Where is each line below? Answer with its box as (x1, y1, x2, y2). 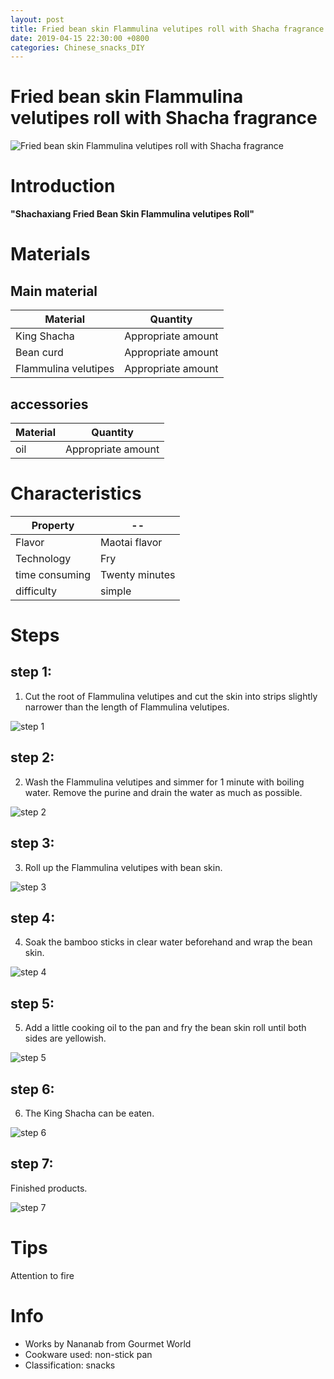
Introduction (10, 175, 116, 198)
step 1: (10, 664, 53, 681)
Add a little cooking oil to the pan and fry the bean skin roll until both (24, 1022, 307, 1034)
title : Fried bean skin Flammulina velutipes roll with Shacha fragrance (10, 24, 325, 34)
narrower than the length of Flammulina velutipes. (24, 701, 230, 713)
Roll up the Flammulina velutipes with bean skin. (24, 861, 223, 873)
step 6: (10, 1081, 55, 1098)
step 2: (10, 749, 55, 766)
